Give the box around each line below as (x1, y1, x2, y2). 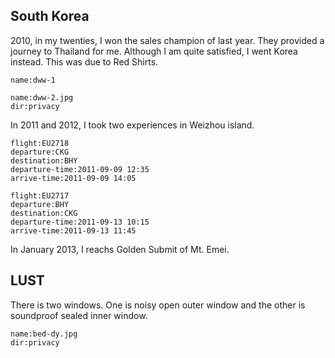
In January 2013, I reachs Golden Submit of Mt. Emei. (10, 243, 230, 255)
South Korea (10, 8, 90, 25)
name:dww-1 (10, 75, 56, 85)
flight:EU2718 (10, 138, 70, 148)
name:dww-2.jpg (10, 92, 74, 103)
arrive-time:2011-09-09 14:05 (10, 173, 137, 183)
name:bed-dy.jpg (10, 329, 78, 339)
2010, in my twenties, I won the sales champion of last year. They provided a (10, 34, 325, 46)
